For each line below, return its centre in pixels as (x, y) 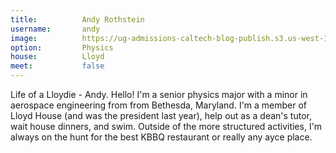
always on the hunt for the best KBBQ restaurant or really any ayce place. (161, 137)
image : (24, 38)
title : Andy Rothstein (77, 19)
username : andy (55, 29)
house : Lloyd (57, 57)
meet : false (57, 66)
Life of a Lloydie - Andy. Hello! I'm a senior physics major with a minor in (159, 94)
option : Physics (62, 47)
